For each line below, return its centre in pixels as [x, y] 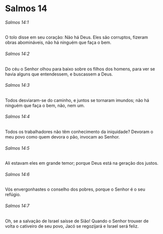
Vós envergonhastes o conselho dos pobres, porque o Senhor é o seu [75, 189]
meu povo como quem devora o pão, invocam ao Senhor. [63, 137]
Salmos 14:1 [17, 22]
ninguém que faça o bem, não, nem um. [45, 105]
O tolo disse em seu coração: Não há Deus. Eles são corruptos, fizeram [77, 38]
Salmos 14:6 [18, 174]
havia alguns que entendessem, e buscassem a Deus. [59, 74]
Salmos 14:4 [18, 117]
